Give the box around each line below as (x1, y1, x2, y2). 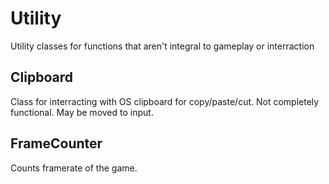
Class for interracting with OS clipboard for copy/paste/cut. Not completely (10, 95, 320, 107)
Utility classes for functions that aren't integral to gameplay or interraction (10, 40, 315, 52)
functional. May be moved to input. (10, 106, 154, 118)
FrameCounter (10, 135, 103, 152)
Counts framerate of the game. (10, 162, 138, 174)
